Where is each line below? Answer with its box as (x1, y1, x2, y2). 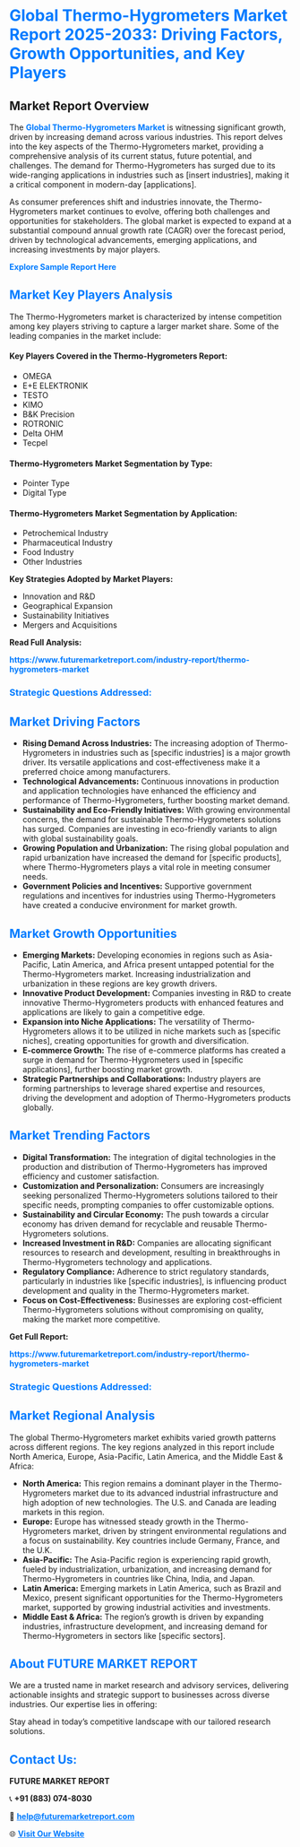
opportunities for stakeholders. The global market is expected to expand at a (9, 216, 292, 226)
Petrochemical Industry (21, 528, 109, 539)
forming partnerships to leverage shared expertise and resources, (21, 1082, 266, 1094)
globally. (21, 1102, 54, 1113)
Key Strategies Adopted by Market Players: (9, 574, 174, 585)
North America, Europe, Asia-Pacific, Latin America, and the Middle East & (9, 1451, 284, 1461)
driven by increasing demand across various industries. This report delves (9, 132, 284, 142)
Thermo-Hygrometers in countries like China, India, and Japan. (21, 1573, 255, 1583)
